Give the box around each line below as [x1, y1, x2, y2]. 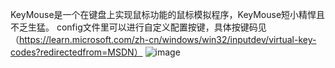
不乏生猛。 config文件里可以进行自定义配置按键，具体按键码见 [10, 21, 267, 33]
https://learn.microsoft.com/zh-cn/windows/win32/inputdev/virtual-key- [19, 34, 317, 45]
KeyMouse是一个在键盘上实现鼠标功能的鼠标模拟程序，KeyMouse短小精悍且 [10, 9, 326, 20]
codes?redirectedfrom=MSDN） [10, 46, 143, 58]
